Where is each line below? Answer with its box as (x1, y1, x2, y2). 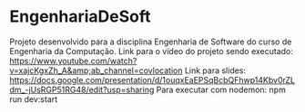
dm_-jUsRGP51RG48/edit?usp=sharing (9, 84, 155, 95)
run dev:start (9, 93, 58, 105)
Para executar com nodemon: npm (156, 84, 287, 95)
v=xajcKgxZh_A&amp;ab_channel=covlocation (9, 65, 183, 76)
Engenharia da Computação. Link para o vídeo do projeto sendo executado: (9, 45, 294, 56)
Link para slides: (184, 65, 247, 76)
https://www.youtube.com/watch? (9, 55, 137, 66)
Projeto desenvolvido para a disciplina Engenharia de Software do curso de (9, 36, 292, 47)
